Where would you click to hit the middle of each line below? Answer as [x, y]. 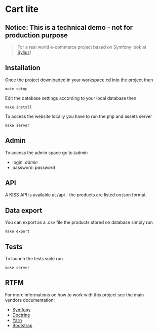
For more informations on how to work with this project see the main [75, 295]
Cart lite [22, 9]
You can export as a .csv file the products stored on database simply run [79, 222]
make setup [16, 89]
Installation [23, 68]
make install [19, 107]
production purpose [37, 35]
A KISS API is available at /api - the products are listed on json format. [76, 195]
